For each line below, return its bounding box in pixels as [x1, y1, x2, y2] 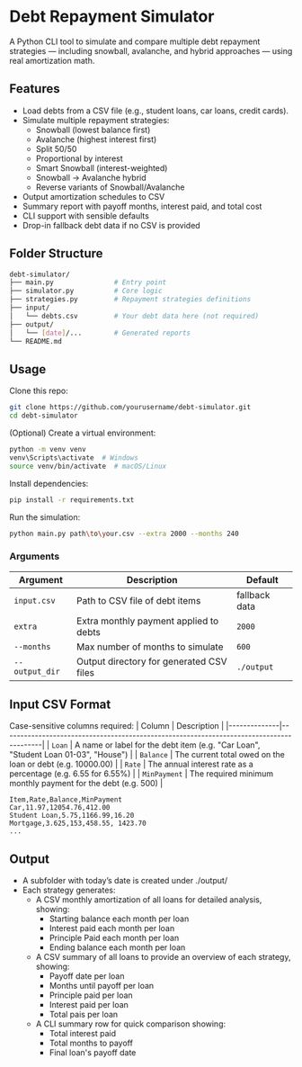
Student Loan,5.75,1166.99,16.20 [9, 811, 135, 820]
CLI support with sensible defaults [22, 210, 150, 221]
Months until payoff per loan [49, 981, 155, 991]
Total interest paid [49, 1028, 117, 1039]
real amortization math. [9, 55, 95, 66]
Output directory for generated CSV [75, 655, 227, 668]
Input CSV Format [9, 697, 111, 713]
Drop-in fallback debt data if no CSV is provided [22, 220, 200, 230]
